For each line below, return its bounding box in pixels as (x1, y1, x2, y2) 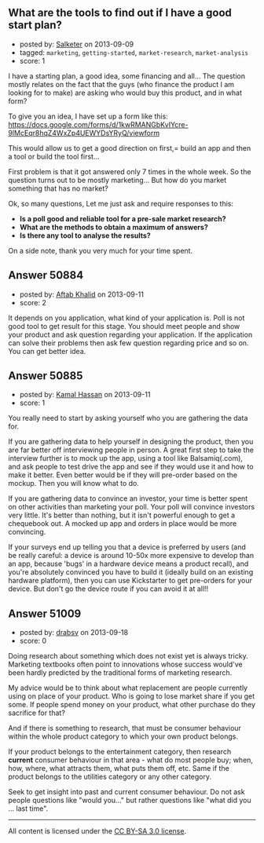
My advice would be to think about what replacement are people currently (8, 683, 248, 693)
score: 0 (19, 636, 47, 646)
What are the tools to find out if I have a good (8, 6, 232, 20)
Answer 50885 (8, 369, 83, 383)
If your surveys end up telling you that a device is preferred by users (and (8, 542, 246, 552)
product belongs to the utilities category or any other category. (8, 772, 212, 782)
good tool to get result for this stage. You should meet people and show (8, 321, 240, 330)
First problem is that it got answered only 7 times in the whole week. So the (8, 166, 251, 176)
